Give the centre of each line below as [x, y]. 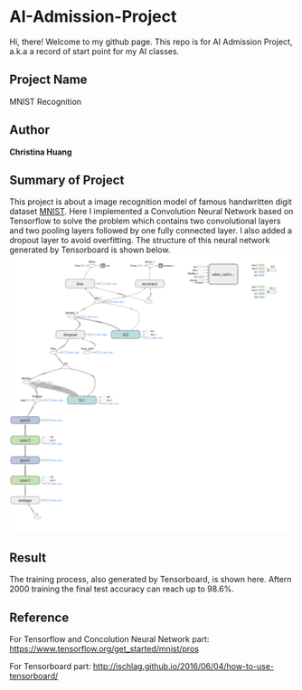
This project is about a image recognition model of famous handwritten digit [151, 202]
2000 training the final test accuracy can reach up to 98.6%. [122, 589]
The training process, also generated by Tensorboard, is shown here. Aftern [151, 580]
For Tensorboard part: [51, 666]
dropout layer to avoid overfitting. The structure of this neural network [140, 241]
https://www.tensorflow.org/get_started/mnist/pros [104, 649]
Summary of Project [67, 180]
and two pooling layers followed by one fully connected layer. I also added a [151, 231]
